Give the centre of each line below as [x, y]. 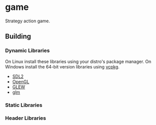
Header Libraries [26, 118]
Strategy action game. [28, 21]
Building [18, 36]
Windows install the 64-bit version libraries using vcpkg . [62, 66]
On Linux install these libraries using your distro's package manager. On [78, 62]
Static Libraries [24, 105]
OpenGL [21, 81]
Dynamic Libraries [28, 51]
